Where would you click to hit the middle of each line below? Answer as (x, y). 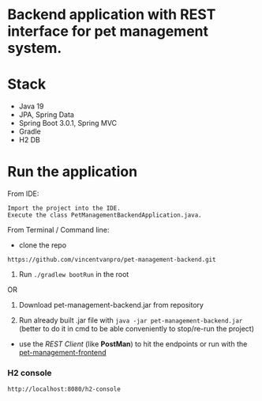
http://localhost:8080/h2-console (64, 389)
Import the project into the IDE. (64, 208)
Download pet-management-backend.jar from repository (111, 305)
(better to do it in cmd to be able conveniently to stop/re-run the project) (136, 329)
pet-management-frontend (63, 353)
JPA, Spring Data (46, 115)
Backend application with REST (112, 15)
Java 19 (31, 106)
